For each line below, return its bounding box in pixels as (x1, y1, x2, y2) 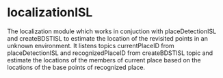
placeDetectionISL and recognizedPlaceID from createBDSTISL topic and (7, 49, 213, 57)
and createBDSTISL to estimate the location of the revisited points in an (7, 34, 209, 42)
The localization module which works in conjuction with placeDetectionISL (7, 27, 217, 35)
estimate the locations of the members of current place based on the (7, 56, 201, 64)
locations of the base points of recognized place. (7, 63, 146, 71)
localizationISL (7, 5, 93, 20)
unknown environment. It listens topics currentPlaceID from (7, 41, 174, 50)
